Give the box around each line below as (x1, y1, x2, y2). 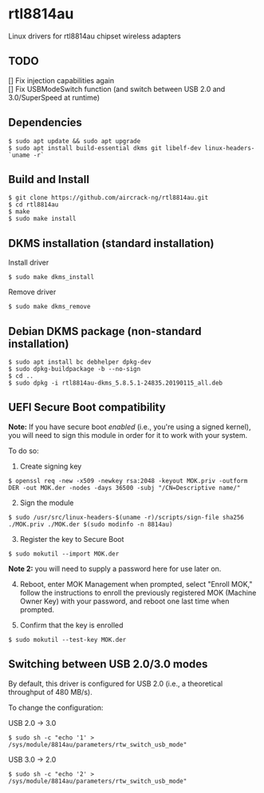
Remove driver (8, 287, 57, 297)
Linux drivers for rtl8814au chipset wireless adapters (8, 31, 181, 41)
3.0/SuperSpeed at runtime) (8, 93, 100, 102)
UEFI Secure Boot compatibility (8, 400, 166, 414)
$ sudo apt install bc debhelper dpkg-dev (8, 358, 152, 366)
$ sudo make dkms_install (8, 273, 94, 281)
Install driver (8, 257, 49, 268)
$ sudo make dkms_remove (8, 303, 91, 311)
